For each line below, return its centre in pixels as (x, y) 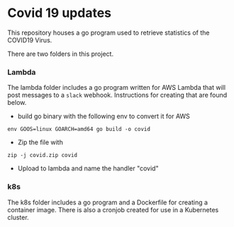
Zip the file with (40, 142)
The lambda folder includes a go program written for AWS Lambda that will (116, 88)
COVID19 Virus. (30, 40)
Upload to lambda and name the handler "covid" (88, 168)
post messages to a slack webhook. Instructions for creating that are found (117, 95)
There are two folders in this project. (61, 54)
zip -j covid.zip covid (43, 156)
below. (17, 103)
